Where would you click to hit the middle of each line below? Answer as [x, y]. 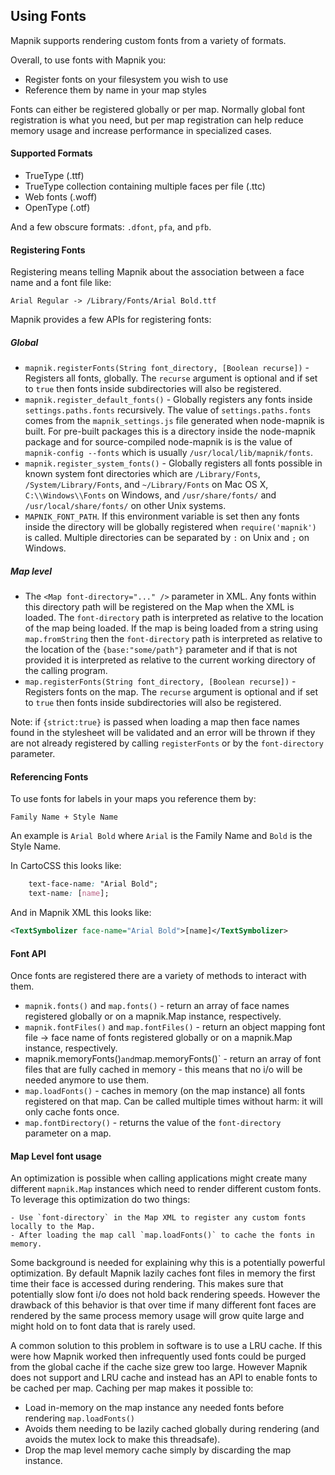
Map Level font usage [56, 1156]
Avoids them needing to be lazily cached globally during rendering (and [172, 1429]
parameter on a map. [68, 1133]
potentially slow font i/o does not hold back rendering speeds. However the [165, 1295]
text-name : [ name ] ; [69, 894]
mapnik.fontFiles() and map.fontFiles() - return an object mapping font [175, 1027]
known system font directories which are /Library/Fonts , [142, 474]
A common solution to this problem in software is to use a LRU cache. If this [166, 1346]
